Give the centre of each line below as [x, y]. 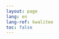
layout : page [22, 11]
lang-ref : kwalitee [30, 22]
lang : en [17, 17]
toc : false [19, 27]
